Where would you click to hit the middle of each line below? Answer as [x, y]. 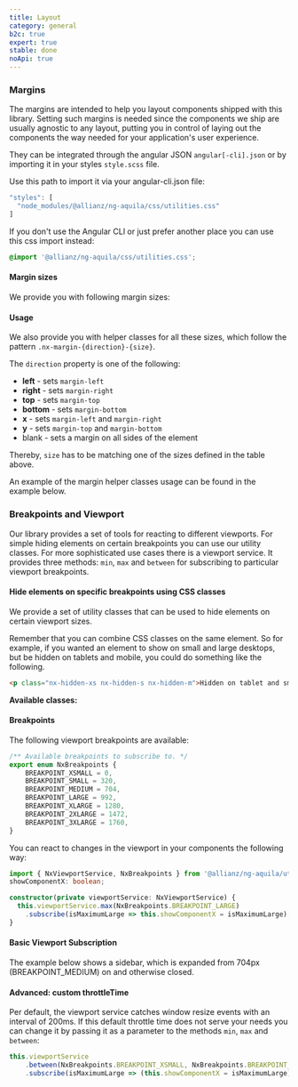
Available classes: [43, 700]
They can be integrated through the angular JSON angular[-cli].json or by [148, 155]
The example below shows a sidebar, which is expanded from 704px [134, 962]
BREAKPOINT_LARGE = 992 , [71, 798]
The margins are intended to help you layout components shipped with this [146, 109]
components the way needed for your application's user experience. [134, 138]
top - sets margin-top [61, 400]
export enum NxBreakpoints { [63, 765]
